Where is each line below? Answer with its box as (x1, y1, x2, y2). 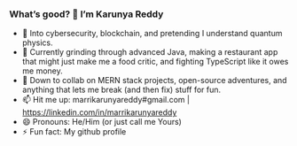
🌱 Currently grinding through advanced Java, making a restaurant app (21, 47, 278, 58)
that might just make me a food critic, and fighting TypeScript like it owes (21, 57, 289, 67)
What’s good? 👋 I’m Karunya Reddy (9, 8, 164, 20)
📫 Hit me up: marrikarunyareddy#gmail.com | (21, 95, 191, 105)
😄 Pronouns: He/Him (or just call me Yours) (21, 117, 182, 127)
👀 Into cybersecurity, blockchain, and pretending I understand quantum (21, 28, 283, 39)
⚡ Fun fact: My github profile (21, 127, 127, 137)
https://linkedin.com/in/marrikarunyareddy (21, 107, 177, 118)
